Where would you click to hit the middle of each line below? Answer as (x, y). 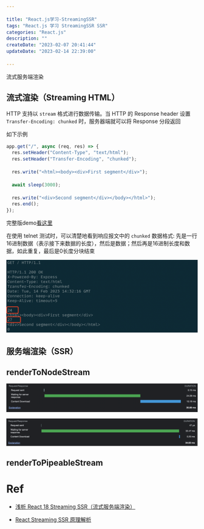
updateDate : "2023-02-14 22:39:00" (51, 52)
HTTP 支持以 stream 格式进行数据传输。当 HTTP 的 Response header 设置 (98, 113)
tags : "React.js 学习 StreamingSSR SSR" (57, 26)
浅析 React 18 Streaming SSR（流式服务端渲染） (75, 506)
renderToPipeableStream (55, 463)
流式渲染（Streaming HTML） (63, 98)
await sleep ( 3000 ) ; (36, 185)
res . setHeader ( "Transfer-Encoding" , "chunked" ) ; (74, 159)
